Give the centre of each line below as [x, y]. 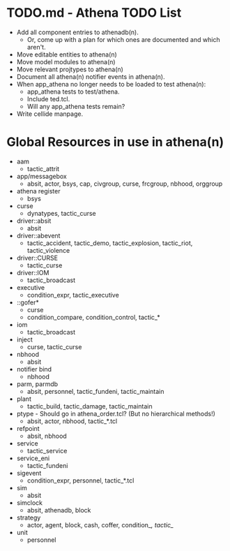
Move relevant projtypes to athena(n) [70, 69]
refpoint [28, 428]
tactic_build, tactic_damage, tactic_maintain [90, 406]
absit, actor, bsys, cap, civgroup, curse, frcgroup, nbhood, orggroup [125, 184]
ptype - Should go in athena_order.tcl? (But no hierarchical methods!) [116, 413]
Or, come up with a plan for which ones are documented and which [123, 39]
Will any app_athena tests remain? [76, 106]
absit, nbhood [47, 436]
